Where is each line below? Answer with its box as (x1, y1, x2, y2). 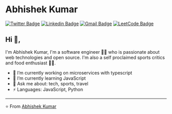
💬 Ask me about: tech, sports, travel (12, 80, 89, 86)
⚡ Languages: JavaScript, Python (12, 86, 83, 93)
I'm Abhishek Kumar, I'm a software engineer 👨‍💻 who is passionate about (5, 49, 160, 55)
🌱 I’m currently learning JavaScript (12, 75, 86, 81)
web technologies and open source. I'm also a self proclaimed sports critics (5, 54, 165, 60)
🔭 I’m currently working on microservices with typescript (12, 70, 133, 76)
